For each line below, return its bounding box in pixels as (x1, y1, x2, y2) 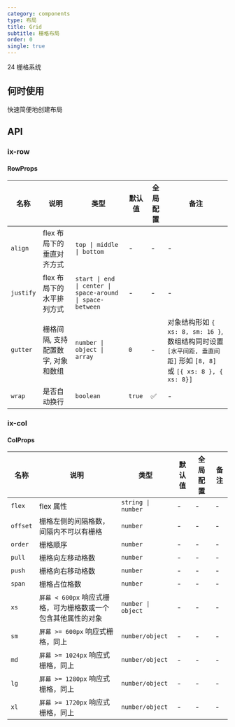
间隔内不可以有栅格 (39, 527, 103, 537)
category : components (7, 10, 71, 17)
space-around (75, 289, 119, 297)
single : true (7, 43, 45, 50)
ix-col (7, 418, 28, 428)
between (75, 303, 101, 311)
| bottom (75, 248, 105, 256)
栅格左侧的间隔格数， (39, 516, 110, 526)
